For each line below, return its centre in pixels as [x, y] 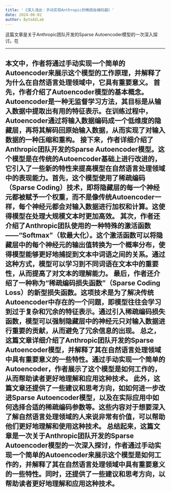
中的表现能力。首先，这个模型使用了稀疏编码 [75, 178]
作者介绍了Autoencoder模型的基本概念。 [83, 92]
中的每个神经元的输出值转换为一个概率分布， [89, 245]
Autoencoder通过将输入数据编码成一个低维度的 [80, 120]
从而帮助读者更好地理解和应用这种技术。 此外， [79, 378]
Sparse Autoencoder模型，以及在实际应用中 [82, 398]
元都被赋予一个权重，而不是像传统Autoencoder [80, 197]
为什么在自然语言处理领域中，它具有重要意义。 [79, 82]
